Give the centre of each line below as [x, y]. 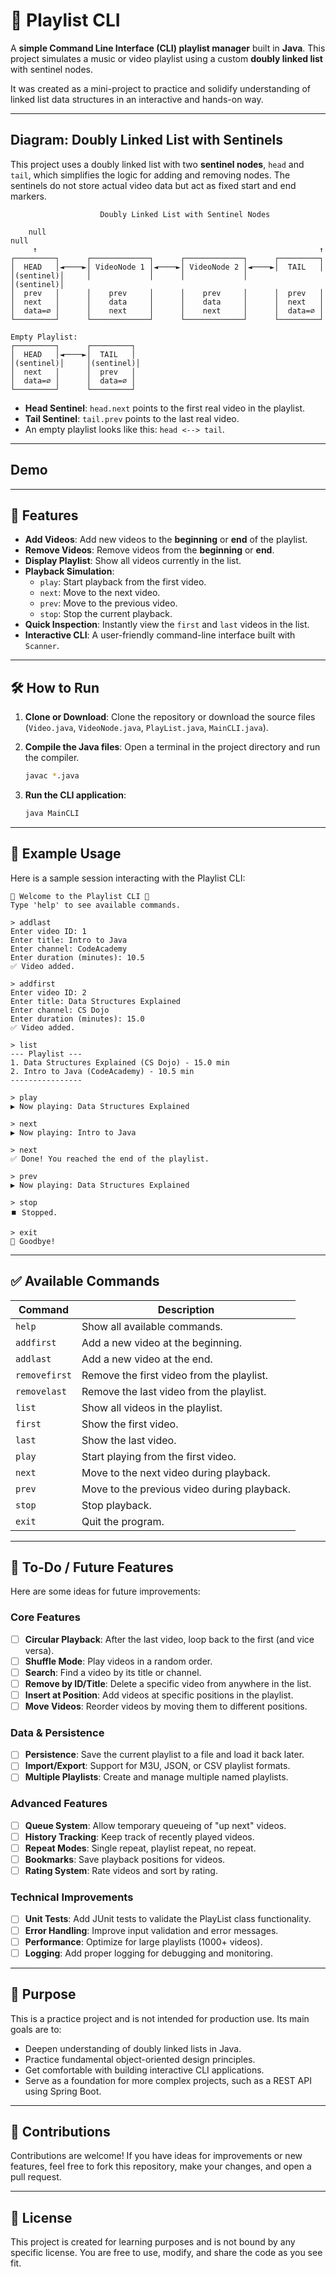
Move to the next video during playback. [176, 1472]
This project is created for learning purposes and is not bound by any [153, 2242]
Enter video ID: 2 [48, 992]
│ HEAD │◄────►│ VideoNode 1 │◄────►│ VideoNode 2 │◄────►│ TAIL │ [167, 267]
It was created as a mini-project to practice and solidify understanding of [161, 88]
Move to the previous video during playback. [186, 1489]
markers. [28, 196]
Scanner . [42, 646]
